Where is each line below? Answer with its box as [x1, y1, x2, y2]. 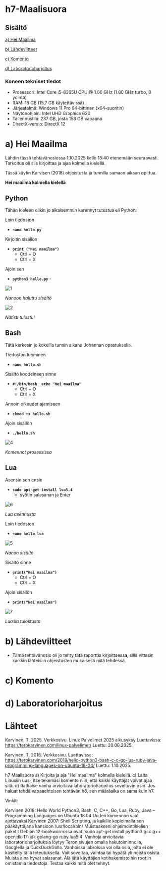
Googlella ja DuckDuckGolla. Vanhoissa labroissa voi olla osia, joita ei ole [5, 844, 154, 850]
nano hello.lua [12, 531, 44, 536]
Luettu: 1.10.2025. [96, 762, 132, 768]
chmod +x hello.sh [12, 411, 51, 417]
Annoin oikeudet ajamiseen [5, 401, 60, 407]
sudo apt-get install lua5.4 [12, 487, 73, 492]
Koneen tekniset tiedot [5, 78, 61, 85]
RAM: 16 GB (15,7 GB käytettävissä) [12, 100, 84, 106]
